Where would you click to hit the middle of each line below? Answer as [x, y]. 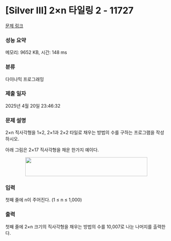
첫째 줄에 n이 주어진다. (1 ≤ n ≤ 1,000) [44, 200]
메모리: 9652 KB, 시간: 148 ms [36, 52]
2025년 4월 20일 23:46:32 [33, 106]
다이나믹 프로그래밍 [25, 79]
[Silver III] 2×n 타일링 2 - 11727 [70, 11]
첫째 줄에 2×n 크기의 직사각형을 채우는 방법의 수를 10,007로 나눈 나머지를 [79, 227]
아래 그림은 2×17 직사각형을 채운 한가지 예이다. [52, 150]
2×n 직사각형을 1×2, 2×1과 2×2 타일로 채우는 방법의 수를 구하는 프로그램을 [80, 133]
